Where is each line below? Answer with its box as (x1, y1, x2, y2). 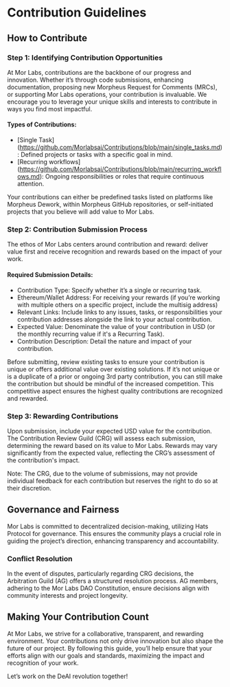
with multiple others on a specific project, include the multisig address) (16, 300, 218, 308)
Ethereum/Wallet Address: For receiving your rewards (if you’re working (16, 293, 220, 302)
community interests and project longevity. (7, 591, 128, 599)
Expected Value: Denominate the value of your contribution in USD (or (16, 322, 216, 330)
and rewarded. (7, 394, 49, 403)
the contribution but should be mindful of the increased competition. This (7, 379, 214, 387)
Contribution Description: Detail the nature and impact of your (16, 337, 192, 345)
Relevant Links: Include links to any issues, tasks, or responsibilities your (16, 308, 222, 316)
